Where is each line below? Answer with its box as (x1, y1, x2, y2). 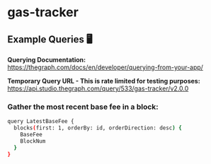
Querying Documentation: (7, 56, 86, 64)
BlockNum (20, 137, 46, 145)
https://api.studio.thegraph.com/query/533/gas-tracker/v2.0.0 (7, 84, 189, 93)
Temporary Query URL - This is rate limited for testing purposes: (7, 77, 200, 85)
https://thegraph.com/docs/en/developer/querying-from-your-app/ (7, 63, 204, 71)
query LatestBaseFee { (7, 118, 74, 125)
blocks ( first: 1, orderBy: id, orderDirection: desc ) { (13, 124, 182, 131)
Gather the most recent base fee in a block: (7, 102, 159, 112)
